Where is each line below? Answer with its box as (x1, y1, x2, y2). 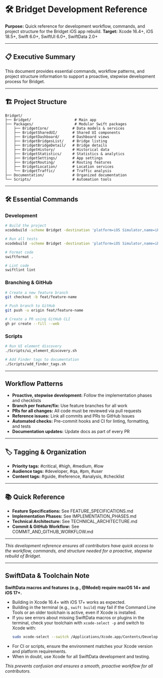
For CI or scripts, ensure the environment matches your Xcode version (12, 643, 153, 649)
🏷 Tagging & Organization (5, 448, 86, 456)
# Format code (5, 250, 34, 255)
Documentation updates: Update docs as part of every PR (12, 429, 130, 435)
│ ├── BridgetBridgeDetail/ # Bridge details (5, 143, 108, 148)
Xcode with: (12, 625, 36, 631)
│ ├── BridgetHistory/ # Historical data (5, 147, 110, 152)
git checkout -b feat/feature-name (5, 295, 77, 299)
